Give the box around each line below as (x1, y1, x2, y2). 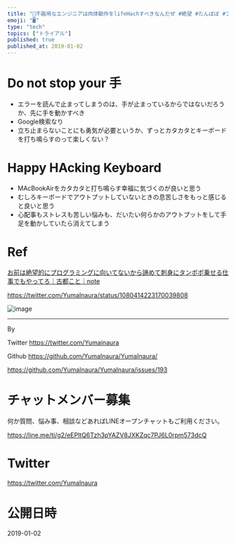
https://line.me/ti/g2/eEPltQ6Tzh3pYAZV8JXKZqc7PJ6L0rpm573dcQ (7, 431, 207, 439)
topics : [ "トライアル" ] (7, 29, 72, 37)
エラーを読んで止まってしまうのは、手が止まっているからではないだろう (17, 100, 225, 108)
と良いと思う (17, 201, 55, 210)
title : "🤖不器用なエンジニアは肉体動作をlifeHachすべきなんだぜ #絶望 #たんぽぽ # (7, 10, 226, 18)
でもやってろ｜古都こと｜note (13, 276, 100, 285)
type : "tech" (7, 23, 46, 30)
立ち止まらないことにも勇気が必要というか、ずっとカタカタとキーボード (17, 126, 227, 134)
